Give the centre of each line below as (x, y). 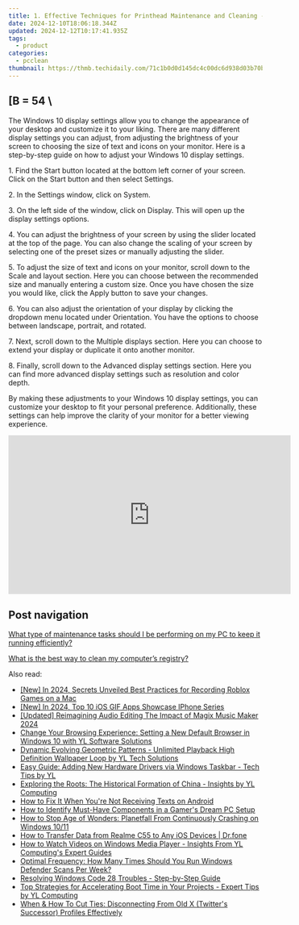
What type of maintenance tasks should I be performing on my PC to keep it (134, 635)
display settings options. (49, 219)
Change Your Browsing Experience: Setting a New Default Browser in (135, 733)
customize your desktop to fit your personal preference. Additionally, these (133, 406)
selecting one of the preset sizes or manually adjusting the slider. (116, 252)
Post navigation (48, 615)
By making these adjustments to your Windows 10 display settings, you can (133, 398)
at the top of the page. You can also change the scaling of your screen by (130, 243)
